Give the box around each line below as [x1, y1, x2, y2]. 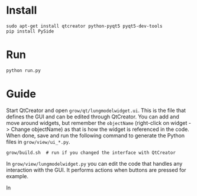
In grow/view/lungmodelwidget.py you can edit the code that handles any [6, 160, 183, 167]
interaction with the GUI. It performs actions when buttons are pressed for [6, 166, 186, 173]
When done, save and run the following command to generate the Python [6, 131, 185, 139]
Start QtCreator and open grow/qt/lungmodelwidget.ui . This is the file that [6, 107, 186, 114]
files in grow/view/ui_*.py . [6, 138, 70, 145]
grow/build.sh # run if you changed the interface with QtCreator [6, 149, 176, 156]
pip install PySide [6, 28, 54, 34]
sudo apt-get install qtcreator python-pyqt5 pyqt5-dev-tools [6, 23, 163, 29]
